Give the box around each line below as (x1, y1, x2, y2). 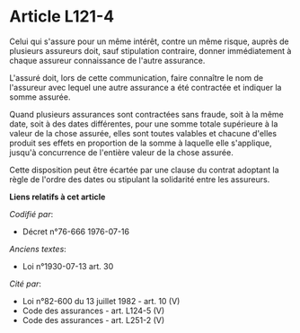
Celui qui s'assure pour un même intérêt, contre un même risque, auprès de (9, 36, 289, 47)
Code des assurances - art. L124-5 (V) (22, 305, 165, 316)
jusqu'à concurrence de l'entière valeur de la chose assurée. (9, 146, 234, 158)
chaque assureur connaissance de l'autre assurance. (9, 55, 206, 66)
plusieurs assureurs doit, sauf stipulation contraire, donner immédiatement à (9, 45, 292, 56)
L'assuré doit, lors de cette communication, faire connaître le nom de (9, 72, 263, 83)
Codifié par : (9, 208, 54, 219)
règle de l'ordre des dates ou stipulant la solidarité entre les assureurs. (9, 173, 270, 185)
